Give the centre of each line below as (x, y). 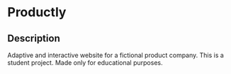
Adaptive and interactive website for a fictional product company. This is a (116, 55)
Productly (37, 12)
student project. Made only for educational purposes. (85, 63)
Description (34, 38)
